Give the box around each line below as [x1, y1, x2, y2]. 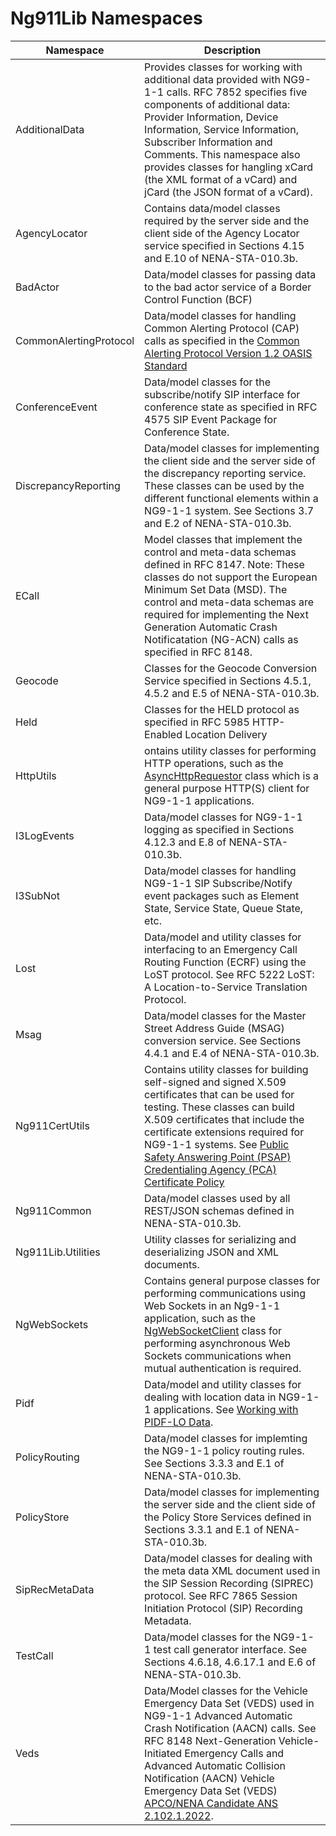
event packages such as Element [144, 888, 300, 902]
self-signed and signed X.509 [144, 1075, 287, 1089]
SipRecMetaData [15, 1582, 95, 1596]
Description [203, 43, 262, 57]
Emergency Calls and [184, 1746, 285, 1760]
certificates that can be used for [144, 1087, 295, 1101]
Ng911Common [15, 1203, 92, 1217]
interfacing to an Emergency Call [144, 942, 298, 956]
